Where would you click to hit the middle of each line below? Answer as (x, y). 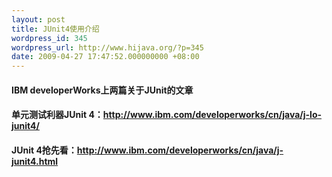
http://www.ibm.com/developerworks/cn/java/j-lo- (212, 115)
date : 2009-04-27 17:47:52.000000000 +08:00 (105, 57)
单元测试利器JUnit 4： (57, 115)
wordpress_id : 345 (49, 38)
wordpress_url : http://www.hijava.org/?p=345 (107, 47)
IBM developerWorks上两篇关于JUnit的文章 (102, 90)
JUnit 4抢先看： (44, 150)
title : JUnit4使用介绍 (55, 29)
